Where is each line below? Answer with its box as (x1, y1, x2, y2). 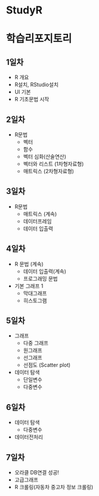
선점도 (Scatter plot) (23, 361, 71, 368)
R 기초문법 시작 (14, 96, 49, 103)
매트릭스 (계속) (23, 210, 57, 217)
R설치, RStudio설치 (14, 81, 59, 88)
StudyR (6, 4, 43, 17)
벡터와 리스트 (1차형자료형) (23, 160, 84, 167)
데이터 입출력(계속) (23, 267, 66, 275)
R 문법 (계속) (14, 260, 44, 267)
